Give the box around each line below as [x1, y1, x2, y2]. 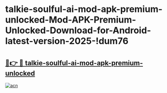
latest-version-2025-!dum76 [5, 35, 129, 47]
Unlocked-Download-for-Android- [5, 25, 151, 36]
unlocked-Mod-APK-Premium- [5, 14, 136, 25]
